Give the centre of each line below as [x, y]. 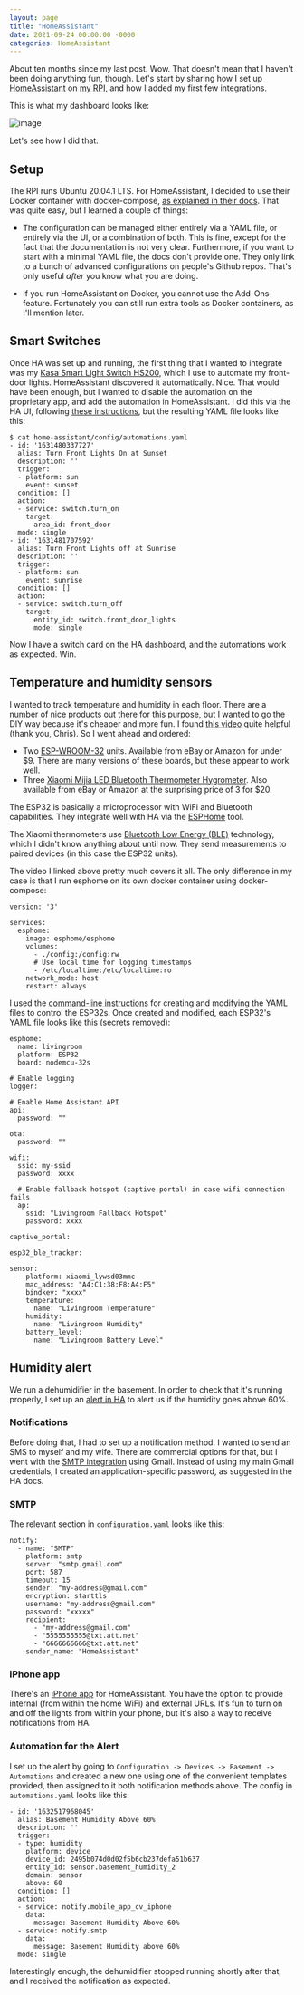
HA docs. [27, 1480]
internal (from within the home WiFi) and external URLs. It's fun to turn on [146, 1703]
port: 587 [44, 1573]
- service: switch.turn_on [68, 508]
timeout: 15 [48, 1581]
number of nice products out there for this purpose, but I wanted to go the [147, 714]
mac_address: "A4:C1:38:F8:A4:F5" [90, 1284]
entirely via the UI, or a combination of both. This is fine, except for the [154, 237]
